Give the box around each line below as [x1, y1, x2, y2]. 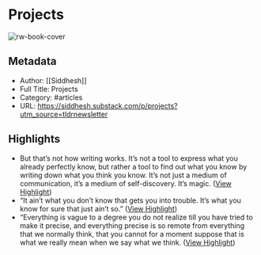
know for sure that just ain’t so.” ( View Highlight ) [19, 204, 178, 213]
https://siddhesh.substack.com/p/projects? [37, 101, 178, 110]
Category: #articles [19, 93, 83, 102]
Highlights [8, 132, 61, 146]
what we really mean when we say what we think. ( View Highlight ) [19, 238, 236, 247]
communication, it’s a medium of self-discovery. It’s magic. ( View [19, 178, 232, 188]
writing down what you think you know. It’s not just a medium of [19, 170, 227, 180]
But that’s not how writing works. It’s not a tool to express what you [19, 153, 239, 163]
